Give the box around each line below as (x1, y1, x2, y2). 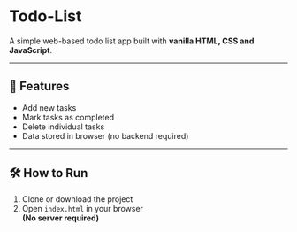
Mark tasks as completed (21, 112, 115, 122)
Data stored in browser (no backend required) (21, 130, 189, 141)
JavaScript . (9, 44, 53, 55)
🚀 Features (9, 79, 70, 94)
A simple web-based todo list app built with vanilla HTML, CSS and (9, 35, 255, 46)
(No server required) (21, 213, 100, 223)
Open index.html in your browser (21, 203, 144, 213)
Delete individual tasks (21, 121, 105, 132)
